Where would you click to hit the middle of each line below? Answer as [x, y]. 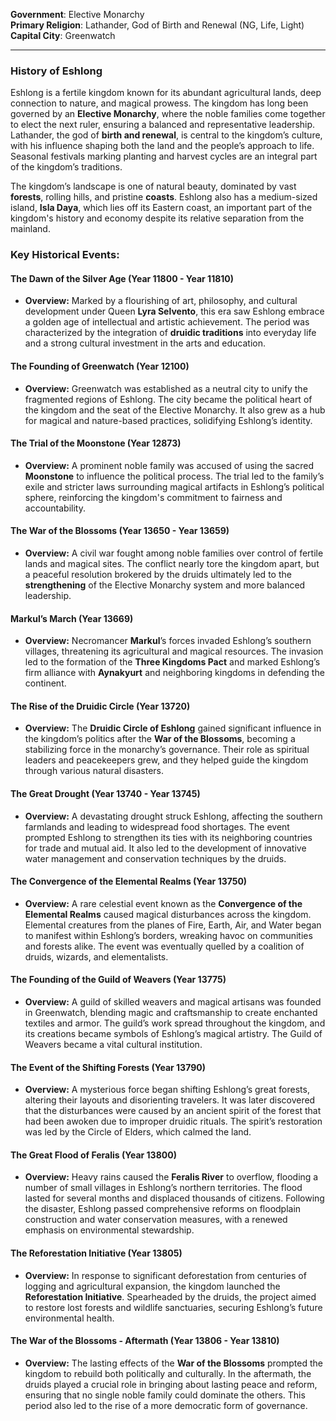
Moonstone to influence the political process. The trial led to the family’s [174, 476]
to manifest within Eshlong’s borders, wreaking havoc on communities [168, 935]
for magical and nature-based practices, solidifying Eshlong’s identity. [168, 420]
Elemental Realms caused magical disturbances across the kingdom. [168, 914]
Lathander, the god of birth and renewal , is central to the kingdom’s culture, [166, 135]
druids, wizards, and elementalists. [96, 956]
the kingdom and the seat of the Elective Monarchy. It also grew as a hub [175, 410]
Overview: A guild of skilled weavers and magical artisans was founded [173, 1002]
